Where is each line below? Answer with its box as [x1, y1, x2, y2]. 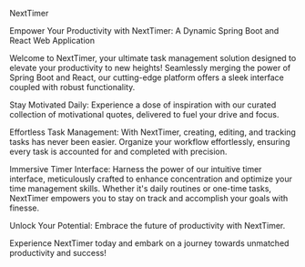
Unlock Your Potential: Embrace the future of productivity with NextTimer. [9, 221, 286, 231]
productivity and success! [9, 248, 107, 258]
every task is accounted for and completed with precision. [9, 146, 228, 157]
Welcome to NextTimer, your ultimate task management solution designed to [9, 53, 297, 63]
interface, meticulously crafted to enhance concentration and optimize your [9, 173, 293, 184]
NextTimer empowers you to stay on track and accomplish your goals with [9, 193, 289, 203]
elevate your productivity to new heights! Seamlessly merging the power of [9, 63, 291, 73]
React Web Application [9, 36, 96, 46]
